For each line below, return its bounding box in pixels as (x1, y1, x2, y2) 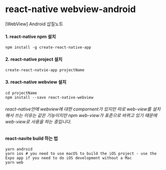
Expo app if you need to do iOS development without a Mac (5, 155, 132, 161)
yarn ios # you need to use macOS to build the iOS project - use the (5, 151, 157, 156)
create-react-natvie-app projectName (5, 68, 85, 73)
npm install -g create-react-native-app (5, 45, 92, 50)
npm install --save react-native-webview (5, 95, 94, 100)
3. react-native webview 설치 (5, 79, 67, 85)
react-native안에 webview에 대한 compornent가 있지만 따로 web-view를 (5, 106, 151, 112)
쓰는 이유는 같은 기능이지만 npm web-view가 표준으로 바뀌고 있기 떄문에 (14, 112, 157, 119)
